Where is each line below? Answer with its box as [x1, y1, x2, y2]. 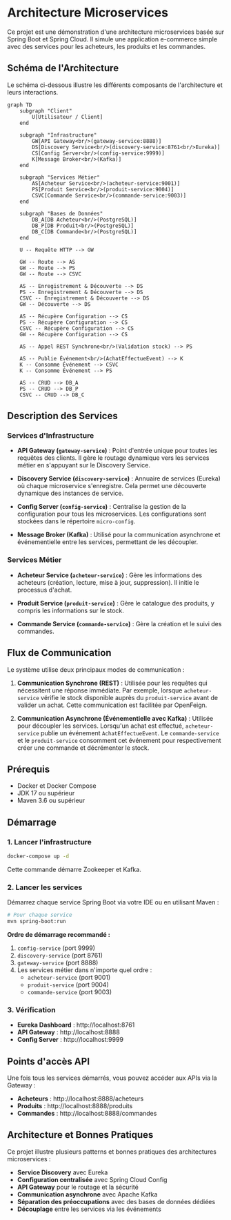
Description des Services [7, 410, 119, 422]
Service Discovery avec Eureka [17, 1168, 108, 1177]
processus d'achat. [17, 585, 72, 594]
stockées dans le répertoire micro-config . [17, 517, 136, 525]
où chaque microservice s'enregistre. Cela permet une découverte [17, 482, 207, 490]
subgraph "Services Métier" [19, 174, 100, 181]
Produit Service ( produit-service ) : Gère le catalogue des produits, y [17, 599, 215, 607]
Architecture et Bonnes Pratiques [7, 1129, 154, 1141]
